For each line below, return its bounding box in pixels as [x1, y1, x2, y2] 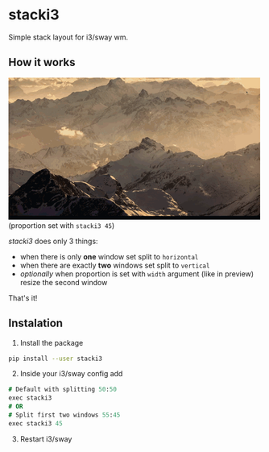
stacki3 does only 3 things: [8, 236, 98, 246]
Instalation [8, 317, 63, 330]
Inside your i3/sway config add [19, 369, 123, 379]
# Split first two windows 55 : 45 [8, 411, 121, 420]
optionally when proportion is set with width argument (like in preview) [19, 268, 255, 279]
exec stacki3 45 [8, 419, 63, 428]
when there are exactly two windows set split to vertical [19, 260, 210, 270]
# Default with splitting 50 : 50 [8, 385, 117, 394]
